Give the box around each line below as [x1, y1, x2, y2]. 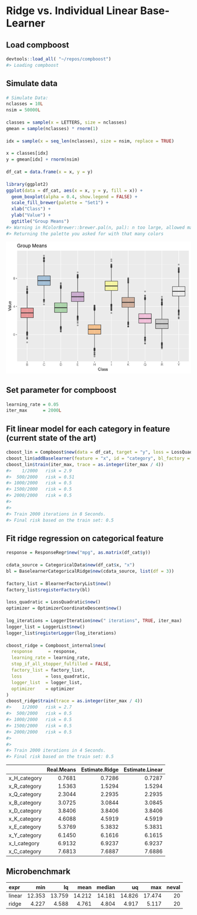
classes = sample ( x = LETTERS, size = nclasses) [6, 120, 127, 125]
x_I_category [8, 839, 40, 846]
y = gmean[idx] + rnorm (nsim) [6, 157, 80, 162]
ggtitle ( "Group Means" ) [11, 219, 69, 225]
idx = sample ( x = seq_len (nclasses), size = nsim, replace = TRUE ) [6, 138, 175, 144]
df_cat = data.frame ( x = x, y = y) [6, 169, 93, 175]
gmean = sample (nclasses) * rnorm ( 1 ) [6, 125, 98, 131]
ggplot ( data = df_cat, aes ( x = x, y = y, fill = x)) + [6, 188, 143, 193]
